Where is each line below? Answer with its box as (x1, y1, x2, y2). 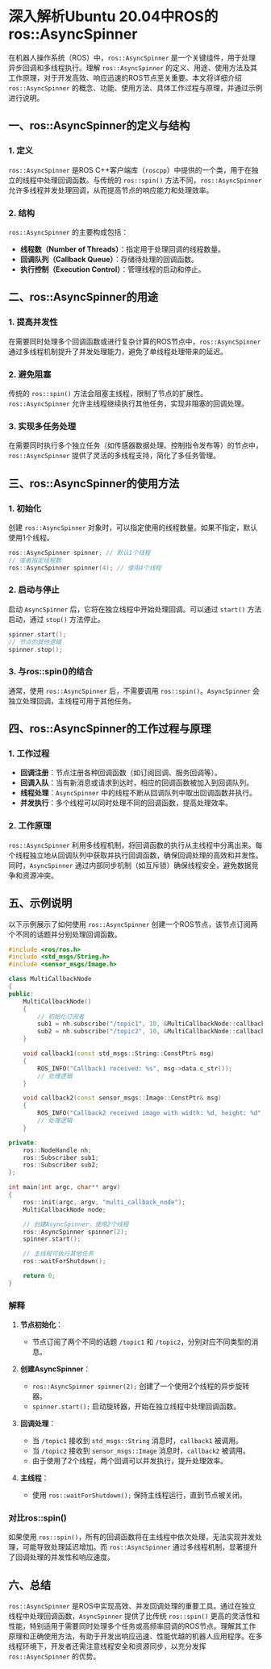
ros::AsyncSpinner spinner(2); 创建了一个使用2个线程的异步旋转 (31, 1381, 250, 1392)
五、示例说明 (8, 896, 73, 910)
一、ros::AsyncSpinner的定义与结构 (8, 119, 190, 133)
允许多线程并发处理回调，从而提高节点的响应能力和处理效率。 (8, 185, 214, 194)
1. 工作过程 (8, 748, 50, 759)
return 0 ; (23, 1272, 56, 1280)
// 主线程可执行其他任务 (23, 1250, 94, 1258)
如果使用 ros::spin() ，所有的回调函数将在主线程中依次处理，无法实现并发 (8, 1532, 256, 1542)
